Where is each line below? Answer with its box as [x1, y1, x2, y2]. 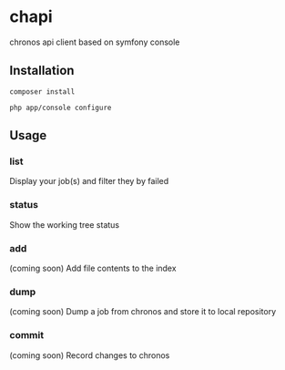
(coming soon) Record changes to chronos [9, 349, 170, 361]
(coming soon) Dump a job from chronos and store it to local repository [9, 306, 276, 317]
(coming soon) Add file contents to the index [9, 262, 177, 274]
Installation [9, 63, 75, 78]
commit [9, 329, 44, 342]
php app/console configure [9, 103, 112, 112]
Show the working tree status [9, 219, 120, 230]
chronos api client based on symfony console [9, 36, 180, 47]
